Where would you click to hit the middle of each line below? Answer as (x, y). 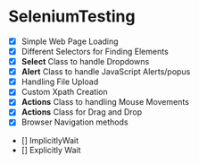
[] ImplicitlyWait (50, 140)
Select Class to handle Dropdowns (85, 62)
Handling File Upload (60, 82)
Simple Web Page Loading (70, 41)
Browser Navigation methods (75, 122)
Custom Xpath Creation (64, 92)
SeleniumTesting (72, 17)
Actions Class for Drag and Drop (82, 112)
